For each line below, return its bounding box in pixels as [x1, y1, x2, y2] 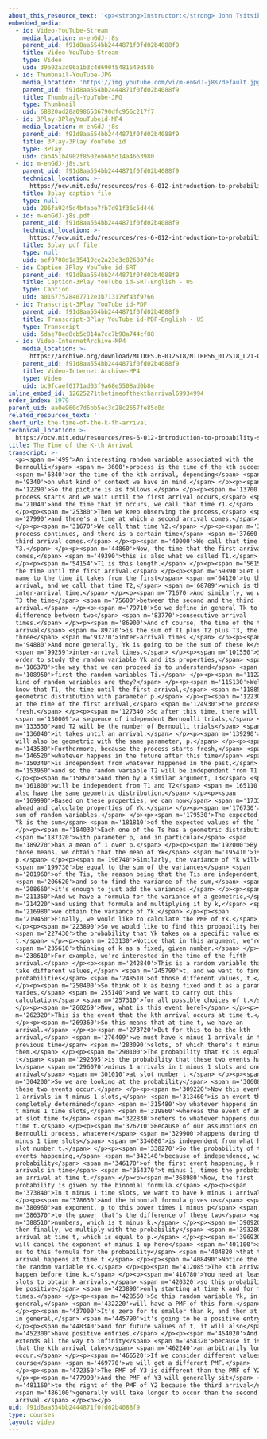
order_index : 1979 [8, 397, 69, 405]
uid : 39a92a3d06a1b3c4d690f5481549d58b [22, 64, 155, 72]
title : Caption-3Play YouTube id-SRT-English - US [22, 278, 194, 287]
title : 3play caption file [22, 189, 112, 197]
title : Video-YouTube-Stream [22, 49, 119, 57]
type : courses [8, 1411, 56, 1419]
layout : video [8, 1418, 56, 1426]
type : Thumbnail [22, 100, 77, 108]
